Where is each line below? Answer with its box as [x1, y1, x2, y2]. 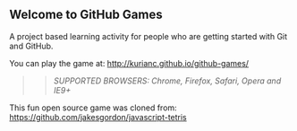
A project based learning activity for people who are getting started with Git [9, 31, 288, 41]
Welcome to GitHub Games [9, 7, 163, 22]
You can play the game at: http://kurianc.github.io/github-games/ [9, 57, 249, 68]
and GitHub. [9, 40, 54, 51]
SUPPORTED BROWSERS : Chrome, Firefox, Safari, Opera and [53, 75, 282, 86]
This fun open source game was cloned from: [9, 102, 177, 113]
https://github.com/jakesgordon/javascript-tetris [9, 111, 188, 122]
